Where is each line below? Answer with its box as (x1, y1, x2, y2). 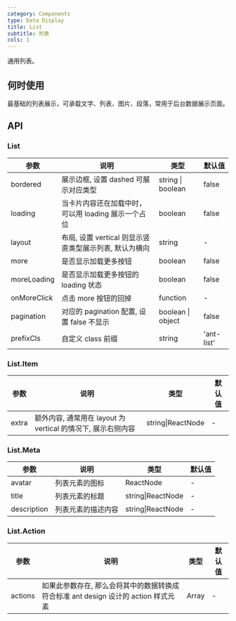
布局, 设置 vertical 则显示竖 (61, 232, 150, 242)
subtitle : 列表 (7, 30, 50, 37)
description (11, 504, 48, 514)
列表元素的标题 (55, 491, 105, 501)
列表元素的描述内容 (55, 505, 119, 515)
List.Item (7, 358, 39, 368)
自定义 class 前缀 (61, 334, 118, 344)
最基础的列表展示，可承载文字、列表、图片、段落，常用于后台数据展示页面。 (7, 99, 229, 108)
